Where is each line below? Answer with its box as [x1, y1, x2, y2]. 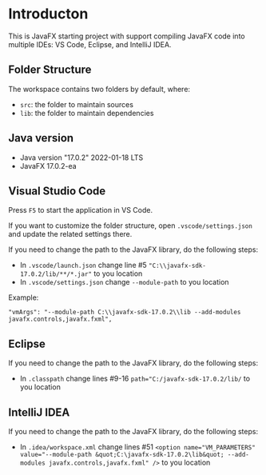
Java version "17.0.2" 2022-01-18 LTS [19, 153, 144, 162]
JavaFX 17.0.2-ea [19, 161, 77, 170]
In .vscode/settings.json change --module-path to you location [19, 277, 229, 287]
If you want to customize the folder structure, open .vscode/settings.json [8, 221, 253, 230]
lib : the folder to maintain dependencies [19, 108, 154, 118]
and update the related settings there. [8, 230, 133, 239]
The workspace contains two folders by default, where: [8, 84, 190, 94]
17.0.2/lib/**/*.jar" [19, 270, 92, 278]
